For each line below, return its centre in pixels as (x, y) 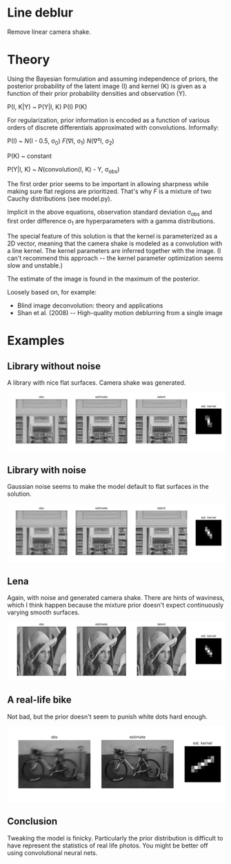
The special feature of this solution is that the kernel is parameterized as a (112, 237)
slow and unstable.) (35, 265)
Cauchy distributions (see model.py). (60, 199)
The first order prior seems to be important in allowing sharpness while (108, 184)
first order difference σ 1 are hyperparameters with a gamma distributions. (111, 222)
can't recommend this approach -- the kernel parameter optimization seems (115, 258)
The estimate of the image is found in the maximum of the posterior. (103, 279)
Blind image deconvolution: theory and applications (90, 305)
